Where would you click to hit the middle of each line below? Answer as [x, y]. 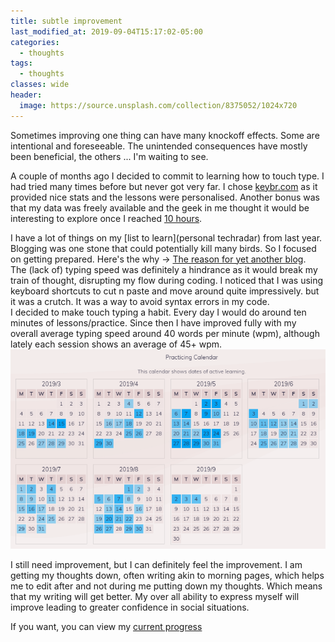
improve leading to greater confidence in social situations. [130, 607]
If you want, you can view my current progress [106, 627]
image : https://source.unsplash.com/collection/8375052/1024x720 [158, 105]
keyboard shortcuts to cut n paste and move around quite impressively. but [165, 291]
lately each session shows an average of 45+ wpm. [116, 344]
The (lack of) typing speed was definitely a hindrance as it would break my [164, 269]
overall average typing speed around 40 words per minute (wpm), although [165, 333]
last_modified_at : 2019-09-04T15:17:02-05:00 [106, 31]
